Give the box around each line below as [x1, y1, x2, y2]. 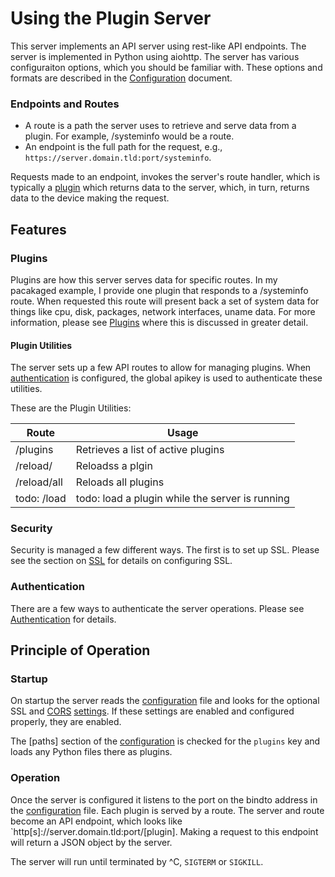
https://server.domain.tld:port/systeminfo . [24, 152, 212, 164]
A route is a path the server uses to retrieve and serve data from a [24, 120, 297, 132]
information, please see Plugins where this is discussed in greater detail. [10, 316, 309, 328]
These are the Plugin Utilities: [10, 402, 132, 414]
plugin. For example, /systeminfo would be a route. [24, 130, 235, 142]
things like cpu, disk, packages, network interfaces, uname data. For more [10, 305, 316, 317]
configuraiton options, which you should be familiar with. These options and [10, 61, 323, 73]
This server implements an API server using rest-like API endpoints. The [10, 40, 307, 52]
